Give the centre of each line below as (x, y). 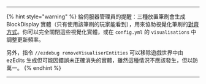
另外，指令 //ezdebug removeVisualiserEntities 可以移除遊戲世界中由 (95, 52)
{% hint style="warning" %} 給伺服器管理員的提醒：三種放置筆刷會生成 (96, 17)
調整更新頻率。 (25, 40)
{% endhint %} (42, 68)
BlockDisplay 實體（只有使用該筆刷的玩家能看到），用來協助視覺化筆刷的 (97, 24)
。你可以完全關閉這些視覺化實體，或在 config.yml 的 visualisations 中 (107, 32)
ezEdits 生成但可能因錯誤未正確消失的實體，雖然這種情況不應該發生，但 (97, 60)
